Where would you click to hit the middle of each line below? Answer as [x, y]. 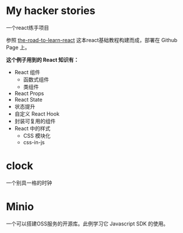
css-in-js [34, 142]
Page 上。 [18, 47]
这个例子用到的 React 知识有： [43, 60]
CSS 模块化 [37, 135]
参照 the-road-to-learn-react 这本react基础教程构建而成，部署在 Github [92, 40]
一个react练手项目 [28, 27]
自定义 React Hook [37, 114]
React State [28, 99]
